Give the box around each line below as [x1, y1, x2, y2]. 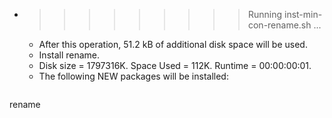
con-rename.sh [247, 19, 312, 31]
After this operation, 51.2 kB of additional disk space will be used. [38, 39, 308, 50]
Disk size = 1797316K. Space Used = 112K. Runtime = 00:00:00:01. [38, 60, 312, 71]
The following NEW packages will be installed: [38, 70, 229, 82]
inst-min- [283, 9, 323, 20]
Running [247, 9, 283, 20]
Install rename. [38, 49, 101, 61]
